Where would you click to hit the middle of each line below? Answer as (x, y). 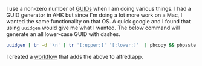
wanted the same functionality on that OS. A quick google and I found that (99, 21)
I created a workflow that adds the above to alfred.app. (75, 56)
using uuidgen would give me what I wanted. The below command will (93, 28)
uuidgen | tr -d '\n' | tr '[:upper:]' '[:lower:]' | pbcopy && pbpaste (101, 45)
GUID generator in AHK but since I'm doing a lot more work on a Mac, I (94, 15)
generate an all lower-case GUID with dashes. (64, 34)
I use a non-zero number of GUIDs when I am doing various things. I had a (99, 9)
